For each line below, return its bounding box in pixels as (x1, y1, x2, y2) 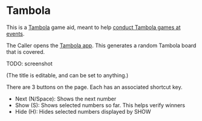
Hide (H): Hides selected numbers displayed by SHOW (15, 108, 151, 115)
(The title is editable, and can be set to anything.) (6, 71, 129, 79)
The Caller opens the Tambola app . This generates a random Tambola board (6, 42, 197, 49)
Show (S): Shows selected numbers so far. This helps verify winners (15, 101, 186, 109)
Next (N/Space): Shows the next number (15, 95, 117, 102)
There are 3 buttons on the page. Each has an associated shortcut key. (6, 83, 183, 91)
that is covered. (6, 48, 45, 55)
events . (6, 30, 25, 37)
